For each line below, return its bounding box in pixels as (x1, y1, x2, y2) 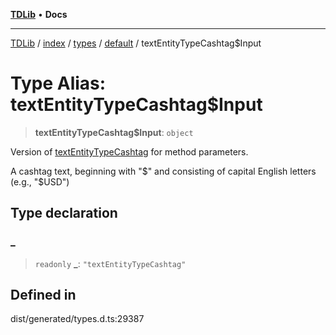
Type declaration (10, 205, 118, 222)
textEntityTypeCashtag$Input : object (34, 126, 194, 138)
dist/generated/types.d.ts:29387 (10, 313, 145, 325)
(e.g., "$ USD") (10, 175, 70, 188)
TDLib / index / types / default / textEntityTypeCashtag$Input (10, 37, 262, 49)
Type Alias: (10, 72, 107, 95)
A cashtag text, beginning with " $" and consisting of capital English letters (10, 165, 317, 177)
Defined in (10, 287, 77, 304)
